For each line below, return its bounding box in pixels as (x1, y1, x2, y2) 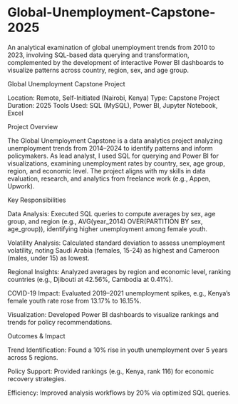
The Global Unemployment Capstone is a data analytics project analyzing (7, 136, 223, 145)
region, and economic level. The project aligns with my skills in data (7, 166, 206, 175)
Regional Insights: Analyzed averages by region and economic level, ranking (7, 267, 232, 276)
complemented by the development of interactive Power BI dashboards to (7, 58, 224, 66)
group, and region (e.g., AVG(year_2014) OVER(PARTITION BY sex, (7, 217, 203, 226)
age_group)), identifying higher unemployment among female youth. (7, 224, 208, 233)
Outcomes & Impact (7, 331, 66, 340)
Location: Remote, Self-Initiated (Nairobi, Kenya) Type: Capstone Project (7, 94, 219, 102)
